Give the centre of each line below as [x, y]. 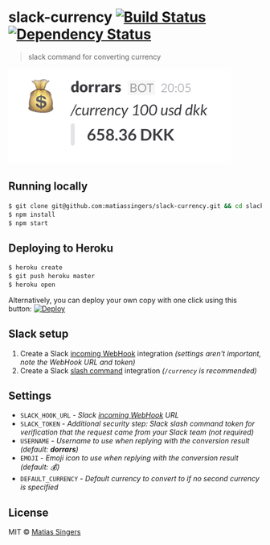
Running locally [48, 187]
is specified [39, 487]
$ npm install [32, 214]
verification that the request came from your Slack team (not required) [137, 432]
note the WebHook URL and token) [78, 362]
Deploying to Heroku [61, 248]
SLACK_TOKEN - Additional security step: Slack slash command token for [137, 424]
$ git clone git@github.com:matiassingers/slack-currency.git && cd [125, 206]
